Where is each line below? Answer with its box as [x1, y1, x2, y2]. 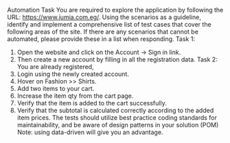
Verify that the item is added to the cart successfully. [16, 99, 167, 107]
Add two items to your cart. [16, 85, 95, 92]
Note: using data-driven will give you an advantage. [16, 128, 163, 136]
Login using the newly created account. [16, 70, 129, 78]
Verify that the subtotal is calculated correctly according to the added [16, 106, 214, 114]
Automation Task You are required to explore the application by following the [7, 6, 224, 14]
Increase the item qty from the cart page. [16, 92, 134, 100]
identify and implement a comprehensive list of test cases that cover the [7, 21, 211, 28]
